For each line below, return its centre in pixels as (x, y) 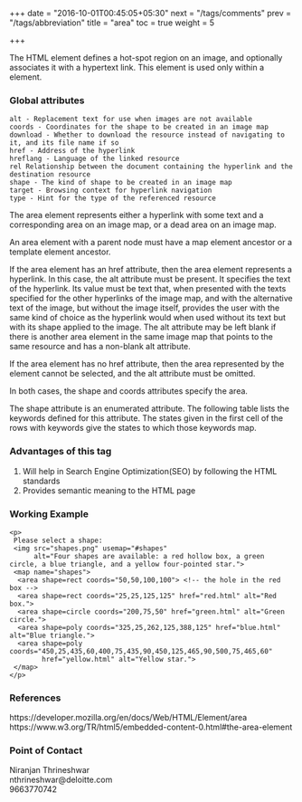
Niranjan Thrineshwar (50, 770)
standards (41, 481)
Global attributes (47, 100)
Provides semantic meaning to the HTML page (109, 490)
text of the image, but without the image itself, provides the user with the (145, 308)
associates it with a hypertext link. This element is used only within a (137, 67)
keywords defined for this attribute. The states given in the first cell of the (146, 418)
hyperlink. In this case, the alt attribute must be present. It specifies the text (150, 279)
